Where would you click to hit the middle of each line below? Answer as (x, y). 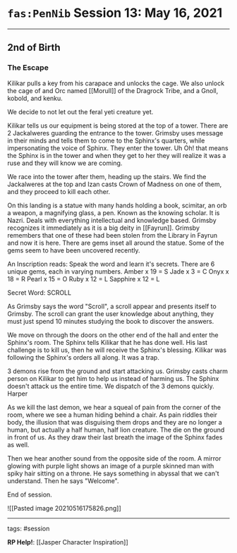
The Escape (28, 68)
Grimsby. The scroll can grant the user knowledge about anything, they (110, 314)
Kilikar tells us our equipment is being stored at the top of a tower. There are (118, 126)
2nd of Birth (34, 48)
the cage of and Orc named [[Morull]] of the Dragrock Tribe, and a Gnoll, (113, 90)
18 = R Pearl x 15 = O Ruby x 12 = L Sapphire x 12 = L (84, 279)
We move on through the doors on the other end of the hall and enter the (113, 335)
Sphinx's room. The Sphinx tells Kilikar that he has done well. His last (108, 342)
